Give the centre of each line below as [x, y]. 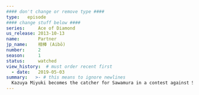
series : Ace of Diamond [41, 28]
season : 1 [24, 55]
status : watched [32, 61]
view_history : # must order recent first [59, 66]
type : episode [26, 17]
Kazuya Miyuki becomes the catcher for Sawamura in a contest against [100, 83]
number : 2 [24, 50]
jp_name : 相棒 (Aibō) [36, 45]
